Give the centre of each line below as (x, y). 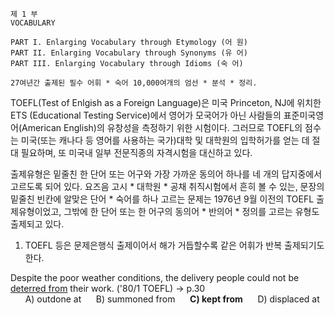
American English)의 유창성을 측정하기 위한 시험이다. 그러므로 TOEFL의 (162, 127)
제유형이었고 (35, 211)
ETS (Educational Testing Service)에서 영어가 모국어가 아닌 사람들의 (146, 115)
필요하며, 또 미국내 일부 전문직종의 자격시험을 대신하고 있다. (136, 152)
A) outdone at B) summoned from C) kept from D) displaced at (172, 299)
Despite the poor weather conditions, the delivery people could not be (155, 277)
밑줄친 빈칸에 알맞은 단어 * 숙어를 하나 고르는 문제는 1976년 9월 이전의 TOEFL (162, 199)
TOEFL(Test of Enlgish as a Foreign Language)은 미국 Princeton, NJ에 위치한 (166, 102)
